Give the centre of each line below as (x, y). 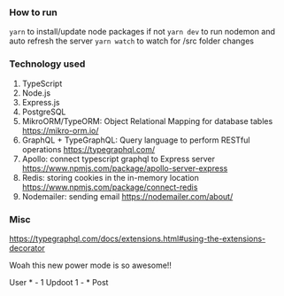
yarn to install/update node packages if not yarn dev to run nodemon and (142, 32)
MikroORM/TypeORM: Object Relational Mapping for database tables (147, 121)
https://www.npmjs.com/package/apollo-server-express (125, 168)
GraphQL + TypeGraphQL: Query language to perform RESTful (136, 140)
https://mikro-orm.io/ (60, 130)
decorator (27, 248)
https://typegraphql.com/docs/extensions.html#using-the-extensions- (138, 238)
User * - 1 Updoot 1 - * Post (59, 282)
